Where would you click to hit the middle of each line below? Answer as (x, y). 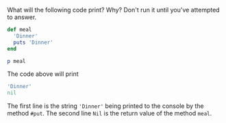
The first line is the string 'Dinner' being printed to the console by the (105, 106)
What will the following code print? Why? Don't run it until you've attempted (114, 10)
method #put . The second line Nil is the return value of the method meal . (110, 113)
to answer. (22, 17)
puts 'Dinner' (33, 42)
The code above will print (43, 74)
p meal (16, 61)
